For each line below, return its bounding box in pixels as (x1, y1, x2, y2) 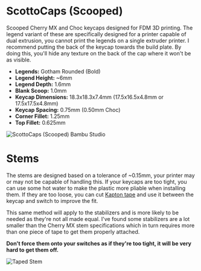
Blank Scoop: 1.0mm (14, 87, 67, 94)
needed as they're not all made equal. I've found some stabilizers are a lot (6, 215, 190, 222)
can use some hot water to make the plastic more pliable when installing (6, 184, 186, 192)
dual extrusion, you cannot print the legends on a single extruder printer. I (6, 37, 190, 44)
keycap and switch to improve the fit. (6, 197, 98, 204)
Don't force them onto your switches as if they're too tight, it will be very (6, 240, 192, 247)
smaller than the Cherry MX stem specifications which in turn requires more (6, 222, 195, 229)
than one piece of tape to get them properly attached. (6, 228, 140, 235)
